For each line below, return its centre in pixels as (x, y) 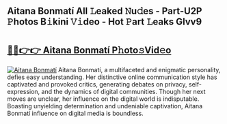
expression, (24, 92)
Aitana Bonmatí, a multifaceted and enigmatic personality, (139, 70)
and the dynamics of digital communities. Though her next (123, 92)
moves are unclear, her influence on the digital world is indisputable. (103, 99)
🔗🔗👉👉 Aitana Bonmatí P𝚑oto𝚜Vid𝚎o (89, 50)
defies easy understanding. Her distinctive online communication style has (112, 77)
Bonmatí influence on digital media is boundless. (75, 113)
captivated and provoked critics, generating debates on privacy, (97, 84)
